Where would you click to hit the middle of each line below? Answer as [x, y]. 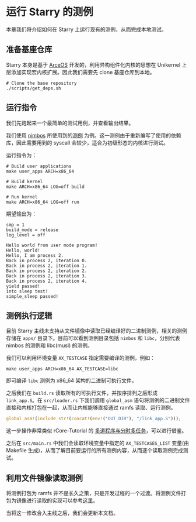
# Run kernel [22, 197]
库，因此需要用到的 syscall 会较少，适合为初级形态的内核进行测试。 [87, 142]
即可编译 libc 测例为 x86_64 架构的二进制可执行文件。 [71, 380]
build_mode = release [32, 230]
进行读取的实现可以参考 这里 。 [62, 500]
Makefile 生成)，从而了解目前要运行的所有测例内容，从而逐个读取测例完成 [95, 451]
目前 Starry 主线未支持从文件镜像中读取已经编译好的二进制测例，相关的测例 [97, 331]
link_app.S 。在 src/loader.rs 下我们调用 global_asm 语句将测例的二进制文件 [98, 400]
